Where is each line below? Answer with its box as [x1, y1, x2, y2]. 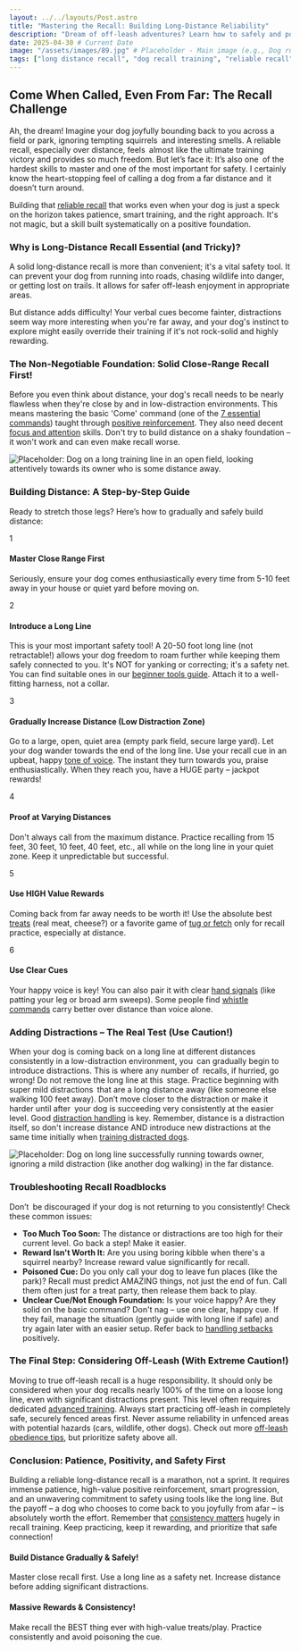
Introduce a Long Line [9, 620, 92, 631]
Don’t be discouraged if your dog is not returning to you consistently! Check [9, 1201, 291, 1211]
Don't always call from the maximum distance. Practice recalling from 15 [9, 832, 275, 842]
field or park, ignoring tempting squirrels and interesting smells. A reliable [9, 135, 281, 146]
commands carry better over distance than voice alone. [9, 1003, 213, 1014]
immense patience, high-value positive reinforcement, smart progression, [9, 1484, 279, 1495]
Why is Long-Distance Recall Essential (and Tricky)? [9, 240, 241, 253]
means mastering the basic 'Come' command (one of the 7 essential [9, 408, 261, 419]
